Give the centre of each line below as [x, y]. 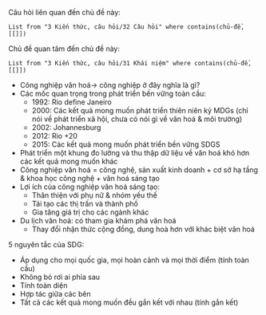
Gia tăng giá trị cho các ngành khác [90, 212]
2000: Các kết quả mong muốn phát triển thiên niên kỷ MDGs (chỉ [140, 110]
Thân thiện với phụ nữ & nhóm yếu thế [94, 195]
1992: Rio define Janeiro [71, 102]
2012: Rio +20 [55, 136]
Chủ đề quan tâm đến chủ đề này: [64, 49]
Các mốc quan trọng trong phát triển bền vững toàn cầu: [113, 93]
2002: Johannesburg [66, 127]
